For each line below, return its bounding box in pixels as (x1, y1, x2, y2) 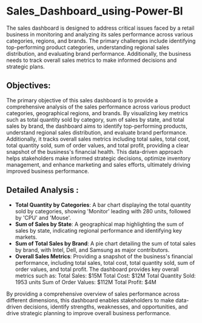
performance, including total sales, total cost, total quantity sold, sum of (15, 259, 195, 266)
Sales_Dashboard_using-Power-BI (6, 4, 183, 18)
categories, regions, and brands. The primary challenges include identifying (6, 37, 196, 44)
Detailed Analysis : (6, 185, 79, 195)
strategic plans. (6, 62, 45, 70)
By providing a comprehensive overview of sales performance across (6, 290, 180, 298)
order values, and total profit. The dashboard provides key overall (15, 265, 179, 273)
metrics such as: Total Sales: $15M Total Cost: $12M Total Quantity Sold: (15, 271, 196, 279)
